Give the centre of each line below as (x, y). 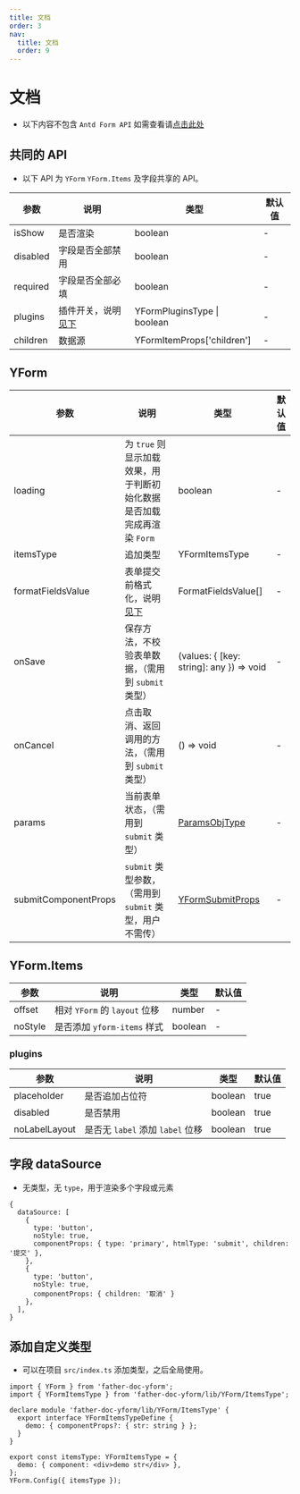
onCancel (34, 745)
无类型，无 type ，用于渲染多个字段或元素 (98, 1187)
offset (26, 1009)
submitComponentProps (65, 899)
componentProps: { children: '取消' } (104, 1294)
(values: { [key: (209, 655)
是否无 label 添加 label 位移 (143, 1129)
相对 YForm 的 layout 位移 (107, 1009)
